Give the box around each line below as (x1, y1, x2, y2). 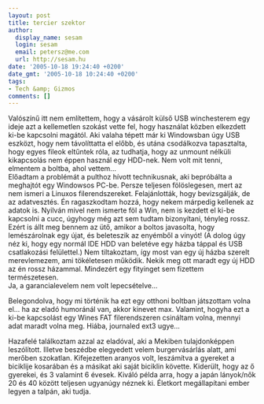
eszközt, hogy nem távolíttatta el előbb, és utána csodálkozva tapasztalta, (8, 139, 247, 148)
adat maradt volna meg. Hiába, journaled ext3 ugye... (8, 321, 181, 331)
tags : (8, 77, 26, 85)
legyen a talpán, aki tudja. (8, 387, 92, 396)
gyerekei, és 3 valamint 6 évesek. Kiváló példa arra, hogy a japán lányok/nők (8, 370, 256, 380)
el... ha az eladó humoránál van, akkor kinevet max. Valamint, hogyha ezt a (8, 305, 250, 314)
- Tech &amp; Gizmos (8, 84, 76, 93)
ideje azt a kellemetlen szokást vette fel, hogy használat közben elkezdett (8, 122, 246, 132)
